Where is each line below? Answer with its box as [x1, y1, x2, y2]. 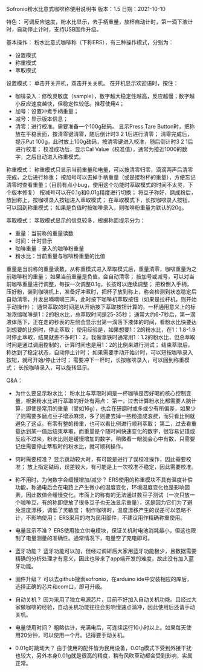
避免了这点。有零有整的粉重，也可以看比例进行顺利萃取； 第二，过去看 [14, 420, 192, 427]
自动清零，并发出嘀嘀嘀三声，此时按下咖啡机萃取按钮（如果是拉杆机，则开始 [6, 296, 197, 303]
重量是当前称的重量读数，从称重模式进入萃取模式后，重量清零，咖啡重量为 [6, 266, 192, 272]
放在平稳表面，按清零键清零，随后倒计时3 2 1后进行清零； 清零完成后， [14, 130, 193, 138]
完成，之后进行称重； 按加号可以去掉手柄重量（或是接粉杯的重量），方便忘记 [6, 173, 196, 181]
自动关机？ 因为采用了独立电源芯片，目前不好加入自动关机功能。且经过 [14, 596, 192, 603]
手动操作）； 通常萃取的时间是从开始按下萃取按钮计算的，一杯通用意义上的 [6, 303, 190, 311]
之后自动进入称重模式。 [25, 153, 85, 160]
